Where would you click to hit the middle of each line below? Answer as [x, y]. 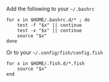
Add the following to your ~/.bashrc [51, 9]
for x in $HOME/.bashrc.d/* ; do [48, 20]
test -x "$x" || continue [50, 30]
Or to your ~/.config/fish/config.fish [55, 52]
